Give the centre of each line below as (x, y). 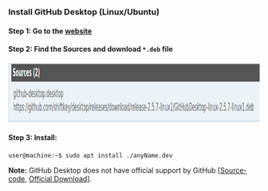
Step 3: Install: (33, 138)
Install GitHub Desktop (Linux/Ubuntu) (84, 12)
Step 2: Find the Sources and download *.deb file (91, 49)
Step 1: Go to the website (50, 31)
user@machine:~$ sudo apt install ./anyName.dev (91, 155)
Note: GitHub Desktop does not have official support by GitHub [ (114, 170)
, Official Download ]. (59, 178)
